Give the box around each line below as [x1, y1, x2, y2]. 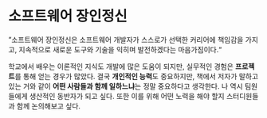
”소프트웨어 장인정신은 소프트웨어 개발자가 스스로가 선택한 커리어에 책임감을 [8, 35, 244, 44]
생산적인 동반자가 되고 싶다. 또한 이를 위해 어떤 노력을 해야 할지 [29, 91, 225, 101]
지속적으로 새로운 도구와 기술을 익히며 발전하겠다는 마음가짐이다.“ [18, 44, 222, 54]
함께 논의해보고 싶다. [16, 101, 81, 111]
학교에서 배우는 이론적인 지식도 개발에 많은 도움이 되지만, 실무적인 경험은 [8, 61, 234, 71]
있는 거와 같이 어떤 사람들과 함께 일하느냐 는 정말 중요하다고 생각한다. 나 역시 [8, 81, 243, 91]
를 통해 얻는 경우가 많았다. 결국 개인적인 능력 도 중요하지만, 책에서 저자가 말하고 [14, 71, 259, 81]
